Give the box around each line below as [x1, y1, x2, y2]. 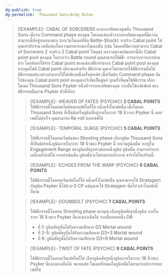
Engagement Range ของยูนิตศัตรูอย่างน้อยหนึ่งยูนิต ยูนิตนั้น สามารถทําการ [30, 146, 159, 152]
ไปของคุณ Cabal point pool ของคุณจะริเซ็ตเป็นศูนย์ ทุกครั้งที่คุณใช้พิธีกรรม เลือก [17, 77, 155, 83]
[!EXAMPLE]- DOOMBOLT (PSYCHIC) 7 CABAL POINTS [30, 198, 145, 204]
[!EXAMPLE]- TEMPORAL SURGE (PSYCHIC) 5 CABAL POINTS [30, 125, 161, 131]
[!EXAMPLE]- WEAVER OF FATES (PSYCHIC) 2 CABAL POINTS [30, 98, 160, 104]
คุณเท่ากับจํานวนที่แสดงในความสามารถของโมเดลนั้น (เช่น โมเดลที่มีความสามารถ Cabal [17, 43, 162, 49]
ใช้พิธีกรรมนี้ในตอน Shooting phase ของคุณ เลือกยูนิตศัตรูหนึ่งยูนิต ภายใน [30, 208, 159, 214]
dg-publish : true [5, 7, 42, 13]
